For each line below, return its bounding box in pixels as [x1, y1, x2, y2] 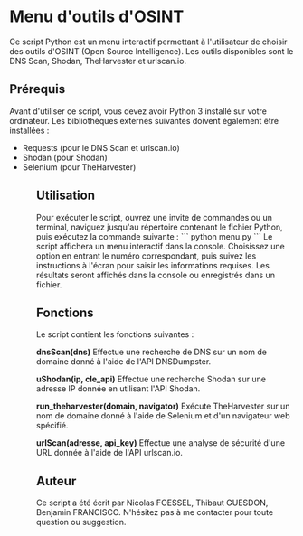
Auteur [35, 473, 77, 489]
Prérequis [9, 81, 66, 97]
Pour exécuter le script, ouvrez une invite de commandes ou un [35, 212, 273, 222]
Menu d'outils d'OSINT [9, 6, 185, 27]
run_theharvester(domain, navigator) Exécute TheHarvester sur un [35, 400, 290, 412]
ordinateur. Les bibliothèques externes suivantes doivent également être [9, 115, 279, 126]
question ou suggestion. [35, 517, 127, 528]
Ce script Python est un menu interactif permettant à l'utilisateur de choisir [9, 36, 288, 47]
